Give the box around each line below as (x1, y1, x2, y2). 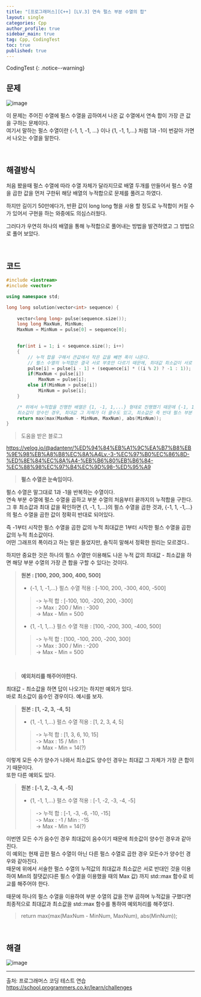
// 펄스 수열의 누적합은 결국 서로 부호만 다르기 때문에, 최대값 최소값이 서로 (28, 360, 193, 366)
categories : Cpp (6, 20, 47, 26)
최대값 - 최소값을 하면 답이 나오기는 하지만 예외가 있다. (6, 685, 133, 692)
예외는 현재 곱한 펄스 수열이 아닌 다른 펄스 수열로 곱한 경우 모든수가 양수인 (12, 850, 185, 857)
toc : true (6, 43, 31, 49)
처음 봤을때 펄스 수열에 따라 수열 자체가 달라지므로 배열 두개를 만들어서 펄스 (6, 182, 182, 189)
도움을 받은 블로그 (20, 432, 63, 439)
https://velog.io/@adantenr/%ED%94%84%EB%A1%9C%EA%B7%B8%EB (6, 444, 191, 451)
